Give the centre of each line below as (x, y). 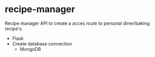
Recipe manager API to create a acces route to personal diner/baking (77, 23)
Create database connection (42, 43)
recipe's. (14, 28)
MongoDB (30, 49)
